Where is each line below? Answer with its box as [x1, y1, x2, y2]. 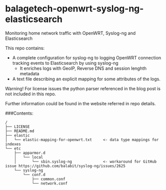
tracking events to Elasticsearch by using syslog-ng [12, 60, 118, 66]
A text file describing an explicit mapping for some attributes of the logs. [12, 76, 161, 82]
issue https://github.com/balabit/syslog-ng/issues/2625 [5, 163, 126, 169]
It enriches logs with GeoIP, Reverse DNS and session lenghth [19, 65, 147, 71]
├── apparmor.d [14, 150, 46, 155]
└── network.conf [31, 181, 68, 186]
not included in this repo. [5, 91, 56, 97]
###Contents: [5, 110, 34, 116]
